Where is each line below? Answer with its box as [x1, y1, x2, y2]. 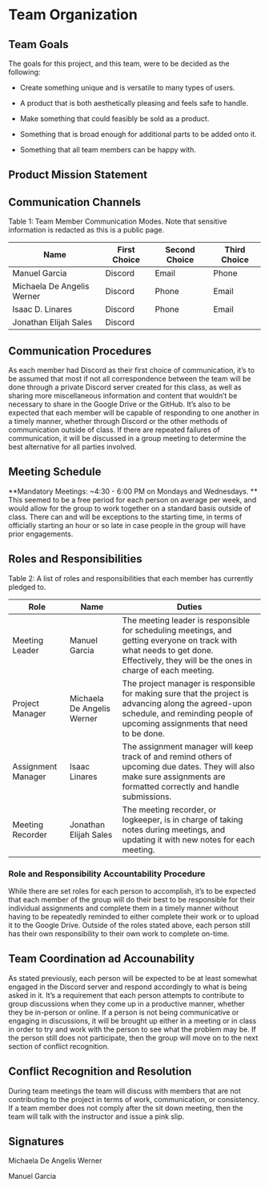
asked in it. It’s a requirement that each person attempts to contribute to [8, 990, 245, 999]
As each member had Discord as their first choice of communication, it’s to [8, 365, 255, 375]
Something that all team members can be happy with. [19, 145, 196, 154]
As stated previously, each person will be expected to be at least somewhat [8, 973, 258, 983]
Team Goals [8, 38, 69, 51]
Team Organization [8, 6, 138, 24]
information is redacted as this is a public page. [8, 225, 165, 235]
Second [165, 244, 195, 256]
